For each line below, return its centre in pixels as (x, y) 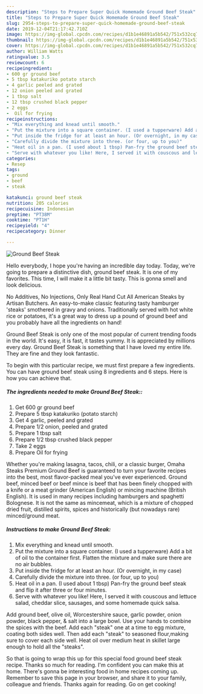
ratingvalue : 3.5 (28, 57)
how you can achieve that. (39, 378)
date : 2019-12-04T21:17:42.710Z (47, 29)
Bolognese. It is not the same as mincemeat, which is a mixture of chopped (100, 502)
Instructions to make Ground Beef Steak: (59, 529)
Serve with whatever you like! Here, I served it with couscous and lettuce (106, 596)
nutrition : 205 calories (37, 203)
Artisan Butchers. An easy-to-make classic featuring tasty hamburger (93, 303)
